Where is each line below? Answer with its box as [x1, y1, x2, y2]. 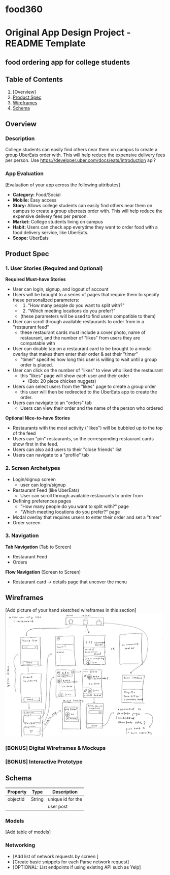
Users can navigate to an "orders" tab [12, 400, 92, 406]
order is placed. [20, 362, 53, 368]
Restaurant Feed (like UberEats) [12, 487, 80, 493]
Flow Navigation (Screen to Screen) [5, 569, 81, 575]
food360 [5, 4, 43, 15]
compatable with [20, 340, 56, 347]
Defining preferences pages [12, 498, 72, 504]
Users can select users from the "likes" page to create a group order [12, 383, 156, 390]
